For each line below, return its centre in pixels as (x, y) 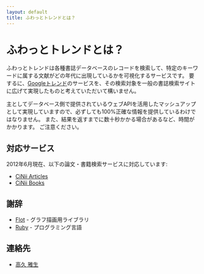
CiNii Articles (31, 177)
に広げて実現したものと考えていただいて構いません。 (73, 91)
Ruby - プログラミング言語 (49, 227)
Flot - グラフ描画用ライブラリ (52, 220)
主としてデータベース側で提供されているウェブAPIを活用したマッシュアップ (101, 104)
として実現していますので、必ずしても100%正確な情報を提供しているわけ (99, 112)
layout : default (27, 12)
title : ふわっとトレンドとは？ (41, 18)
